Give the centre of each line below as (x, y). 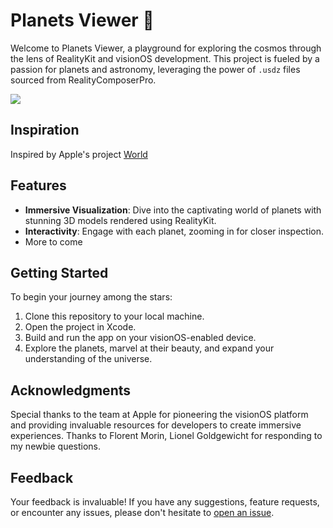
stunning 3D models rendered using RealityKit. (120, 220)
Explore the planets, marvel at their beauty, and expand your (149, 348)
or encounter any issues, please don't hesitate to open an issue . (142, 512)
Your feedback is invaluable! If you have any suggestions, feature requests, (165, 502)
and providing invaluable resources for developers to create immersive (156, 425)
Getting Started (59, 272)
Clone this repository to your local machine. (114, 316)
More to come (53, 241)
